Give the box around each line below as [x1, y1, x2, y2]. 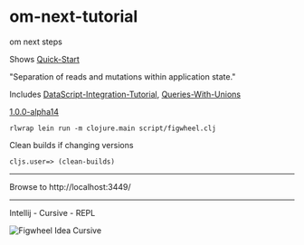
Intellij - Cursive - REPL [9, 207, 96, 218]
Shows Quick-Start [9, 53, 80, 64]
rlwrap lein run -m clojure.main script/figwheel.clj [9, 124, 217, 133]
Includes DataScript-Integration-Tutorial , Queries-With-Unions [9, 89, 242, 99]
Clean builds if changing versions [9, 139, 134, 150]
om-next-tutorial [9, 6, 138, 27]
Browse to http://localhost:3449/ [9, 181, 131, 192]
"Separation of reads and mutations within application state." [9, 71, 236, 82]
